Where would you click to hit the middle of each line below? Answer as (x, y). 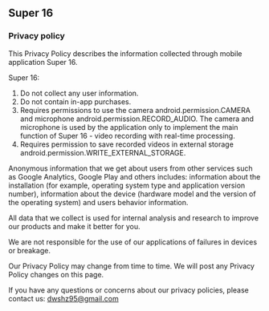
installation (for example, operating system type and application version (127, 185)
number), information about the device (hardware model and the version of (132, 194)
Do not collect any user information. (79, 93)
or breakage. (29, 250)
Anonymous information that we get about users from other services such (130, 168)
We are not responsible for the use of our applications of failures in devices (133, 242)
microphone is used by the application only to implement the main (129, 127)
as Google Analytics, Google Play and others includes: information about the (134, 176)
